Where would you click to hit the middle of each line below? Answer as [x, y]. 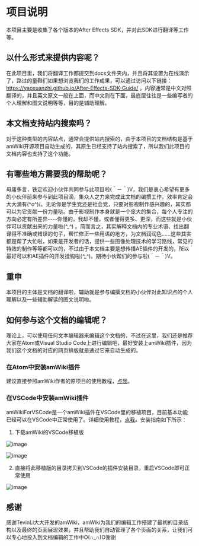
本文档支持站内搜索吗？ [49, 123]
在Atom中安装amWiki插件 [43, 367]
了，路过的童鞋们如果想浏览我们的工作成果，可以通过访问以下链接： [89, 80]
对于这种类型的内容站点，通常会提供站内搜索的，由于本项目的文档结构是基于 [99, 139]
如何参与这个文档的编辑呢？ [57, 320]
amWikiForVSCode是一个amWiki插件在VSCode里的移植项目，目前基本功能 [97, 412]
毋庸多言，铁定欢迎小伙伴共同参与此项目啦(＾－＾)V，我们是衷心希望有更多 [98, 189]
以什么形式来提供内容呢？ [53, 58]
